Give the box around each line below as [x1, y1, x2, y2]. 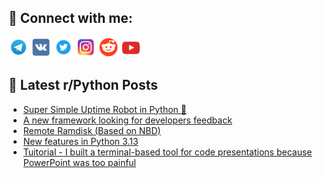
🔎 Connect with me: [8, 10, 133, 27]
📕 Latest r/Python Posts [8, 77, 159, 94]
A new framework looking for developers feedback [22, 114, 233, 126]
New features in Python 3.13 [22, 135, 139, 147]
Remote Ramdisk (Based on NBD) [22, 124, 161, 136]
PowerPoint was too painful [22, 156, 136, 168]
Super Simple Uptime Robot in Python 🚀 [22, 103, 187, 115]
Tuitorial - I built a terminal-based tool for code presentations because [22, 146, 313, 158]
